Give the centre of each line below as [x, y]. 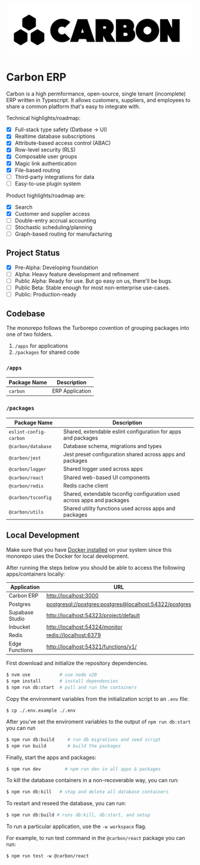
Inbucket [19, 627]
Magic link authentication [46, 163]
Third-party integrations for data [54, 177]
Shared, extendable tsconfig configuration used [122, 494]
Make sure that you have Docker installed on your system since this [89, 549]
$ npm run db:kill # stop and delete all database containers [87, 792]
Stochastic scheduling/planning [54, 227]
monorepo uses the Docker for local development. [68, 556]
